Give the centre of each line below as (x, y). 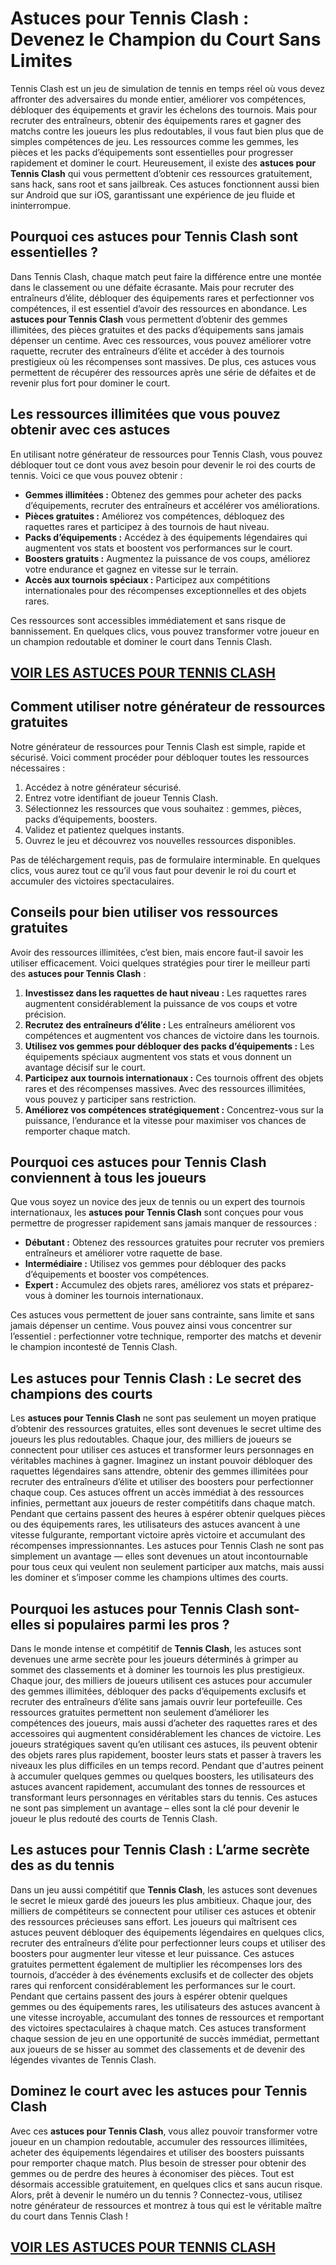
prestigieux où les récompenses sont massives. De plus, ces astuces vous (163, 361)
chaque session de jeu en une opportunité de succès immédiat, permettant (165, 2038)
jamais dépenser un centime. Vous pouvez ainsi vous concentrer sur (151, 1326)
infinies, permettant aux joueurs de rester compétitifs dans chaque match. (163, 1503)
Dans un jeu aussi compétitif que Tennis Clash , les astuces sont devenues (164, 1889)
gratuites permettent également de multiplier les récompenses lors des (156, 1964)
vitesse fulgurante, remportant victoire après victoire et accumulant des (158, 1535)
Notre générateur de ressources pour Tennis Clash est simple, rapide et (158, 746)
